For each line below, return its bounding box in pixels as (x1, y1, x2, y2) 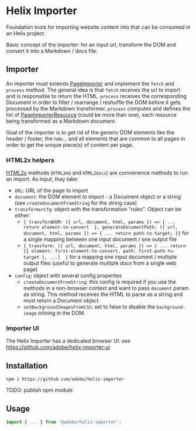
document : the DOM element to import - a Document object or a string (14, 193, 181, 200)
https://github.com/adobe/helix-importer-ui (6, 344, 111, 351)
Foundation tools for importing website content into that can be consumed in (6, 23, 191, 31)
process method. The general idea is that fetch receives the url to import (6, 86, 181, 93)
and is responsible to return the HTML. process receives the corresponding (6, 92, 187, 99)
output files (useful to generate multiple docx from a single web (23, 260, 177, 267)
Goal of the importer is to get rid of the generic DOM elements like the (6, 129, 174, 136)
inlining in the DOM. (37, 309, 86, 316)
